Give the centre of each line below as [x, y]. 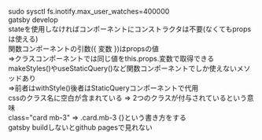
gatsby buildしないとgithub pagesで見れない [80, 127]
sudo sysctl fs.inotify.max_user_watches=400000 [89, 11]
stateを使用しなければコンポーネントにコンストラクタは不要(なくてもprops [130, 29]
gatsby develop [33, 20]
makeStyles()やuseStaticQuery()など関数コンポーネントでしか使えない [123, 68]
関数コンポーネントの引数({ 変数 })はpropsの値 [83, 49]
